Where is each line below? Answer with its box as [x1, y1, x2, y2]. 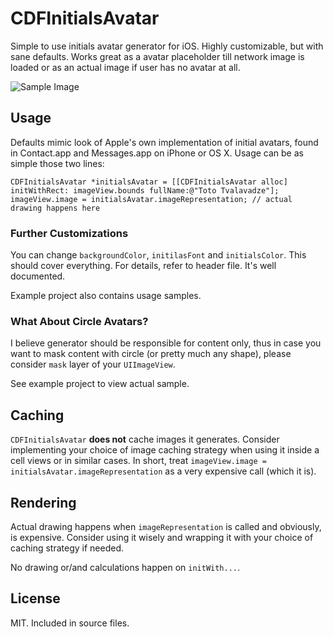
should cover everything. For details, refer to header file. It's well [10, 260, 277, 272]
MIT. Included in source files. [10, 617, 130, 629]
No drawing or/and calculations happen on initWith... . [10, 561, 241, 573]
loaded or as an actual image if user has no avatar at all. [10, 61, 241, 73]
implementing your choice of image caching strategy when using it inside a [10, 444, 320, 456]
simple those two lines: [10, 157, 105, 169]
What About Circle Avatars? [10, 314, 149, 328]
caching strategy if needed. [10, 542, 125, 554]
